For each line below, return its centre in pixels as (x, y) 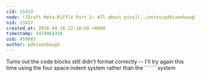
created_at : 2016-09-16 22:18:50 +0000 (56, 28)
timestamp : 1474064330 (34, 34)
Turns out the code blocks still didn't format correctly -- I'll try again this (95, 61)
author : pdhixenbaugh (33, 45)
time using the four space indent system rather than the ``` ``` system (91, 68)
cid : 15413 (20, 12)
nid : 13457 (20, 23)
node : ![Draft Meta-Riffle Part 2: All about (64, 17)
